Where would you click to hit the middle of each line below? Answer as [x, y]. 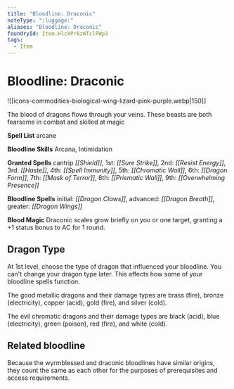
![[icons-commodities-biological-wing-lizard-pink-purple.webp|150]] [107, 101]
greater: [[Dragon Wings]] [45, 206]
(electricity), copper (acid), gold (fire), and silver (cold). [87, 302]
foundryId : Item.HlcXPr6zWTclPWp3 [58, 33]
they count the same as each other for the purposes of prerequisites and [112, 370]
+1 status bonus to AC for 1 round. [56, 227]
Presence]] [23, 185]
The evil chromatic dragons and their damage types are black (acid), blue [113, 316]
